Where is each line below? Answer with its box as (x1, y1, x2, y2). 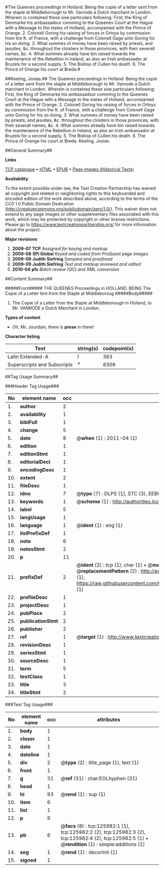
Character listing (5, 334, 40, 339)
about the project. (5, 227, 41, 232)
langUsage (20, 514, 46, 521)
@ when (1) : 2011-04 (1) (76, 435, 138, 441)
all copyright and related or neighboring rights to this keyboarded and (5, 190, 145, 196)
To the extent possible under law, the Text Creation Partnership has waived (5, 185, 156, 191)
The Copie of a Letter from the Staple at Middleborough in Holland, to (12, 300, 152, 305)
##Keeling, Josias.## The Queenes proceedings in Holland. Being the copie (5, 76, 158, 81)
